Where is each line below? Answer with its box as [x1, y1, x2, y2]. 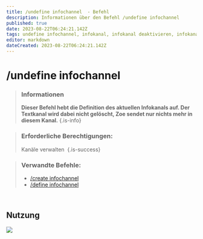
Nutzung [6, 210, 40, 221]
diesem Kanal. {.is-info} [21, 117, 82, 124]
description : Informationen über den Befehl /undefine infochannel [6, 15, 180, 21]
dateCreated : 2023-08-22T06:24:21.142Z [6, 43, 107, 49]
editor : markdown [6, 37, 50, 43]
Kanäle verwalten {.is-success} [21, 146, 101, 153]
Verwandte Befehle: [21, 161, 82, 169]
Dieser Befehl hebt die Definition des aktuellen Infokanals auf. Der [21, 104, 190, 111]
